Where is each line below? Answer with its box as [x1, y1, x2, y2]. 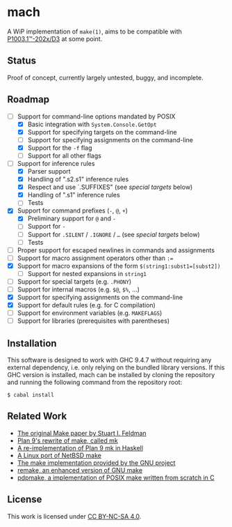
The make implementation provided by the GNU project [17, 458, 176, 467]
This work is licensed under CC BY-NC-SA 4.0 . [7, 512, 142, 520]
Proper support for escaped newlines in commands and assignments [17, 245, 215, 254]
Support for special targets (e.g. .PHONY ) [17, 277, 132, 286]
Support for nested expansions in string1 [27, 269, 147, 277]
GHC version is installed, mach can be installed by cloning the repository [7, 371, 215, 379]
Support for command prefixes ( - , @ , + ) [17, 206, 129, 215]
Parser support [27, 167, 71, 175]
